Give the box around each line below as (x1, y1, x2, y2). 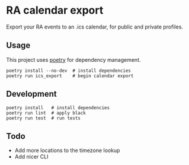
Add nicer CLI (14, 153, 49, 160)
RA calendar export (6, 4, 104, 17)
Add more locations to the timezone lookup (14, 147, 120, 154)
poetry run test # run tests (6, 115, 81, 121)
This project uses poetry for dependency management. (6, 56, 141, 63)
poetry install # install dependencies (6, 104, 110, 110)
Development (6, 89, 57, 99)
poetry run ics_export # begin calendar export (6, 72, 134, 79)
